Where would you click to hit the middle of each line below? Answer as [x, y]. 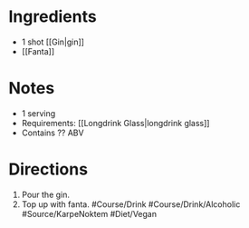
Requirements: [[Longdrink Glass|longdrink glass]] [115, 123]
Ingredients [53, 17]
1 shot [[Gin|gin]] [53, 42]
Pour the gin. [45, 194]
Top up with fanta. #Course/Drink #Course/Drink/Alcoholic [131, 204]
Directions [48, 169]
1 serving [38, 113]
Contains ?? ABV [53, 133]
